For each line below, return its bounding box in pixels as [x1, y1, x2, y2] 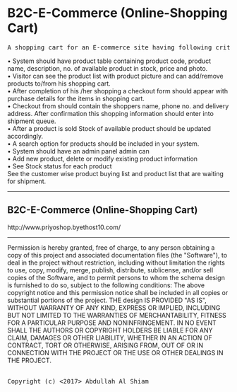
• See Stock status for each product [7, 161, 112, 171]
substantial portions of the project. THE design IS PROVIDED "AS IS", [7, 296, 207, 304]
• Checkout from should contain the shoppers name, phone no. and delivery [7, 101, 229, 110]
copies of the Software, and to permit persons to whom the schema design [7, 273, 226, 282]
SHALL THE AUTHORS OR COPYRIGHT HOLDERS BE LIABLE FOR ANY [7, 325, 213, 334]
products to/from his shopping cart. [7, 79, 111, 88]
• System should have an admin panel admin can [7, 146, 150, 155]
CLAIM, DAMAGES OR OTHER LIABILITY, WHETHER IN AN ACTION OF [7, 333, 213, 342]
